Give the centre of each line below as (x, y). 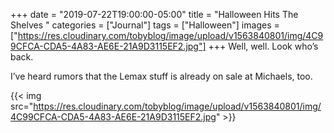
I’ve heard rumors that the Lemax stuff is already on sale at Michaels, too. (161, 76)
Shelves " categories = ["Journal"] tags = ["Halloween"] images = (145, 25)
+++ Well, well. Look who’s (263, 46)
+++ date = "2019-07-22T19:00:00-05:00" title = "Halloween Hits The (154, 14)
